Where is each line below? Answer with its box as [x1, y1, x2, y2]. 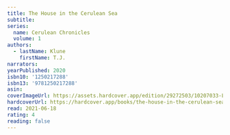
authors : [7, 42, 32, 48]
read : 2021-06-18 [7, 105, 57, 112]
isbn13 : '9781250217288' [7, 80, 78, 87]
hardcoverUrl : [7, 99, 48, 106]
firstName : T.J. [19, 55, 66, 61]
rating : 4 [7, 111, 36, 118]
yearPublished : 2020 [7, 67, 66, 74]
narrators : [7, 61, 38, 67]
